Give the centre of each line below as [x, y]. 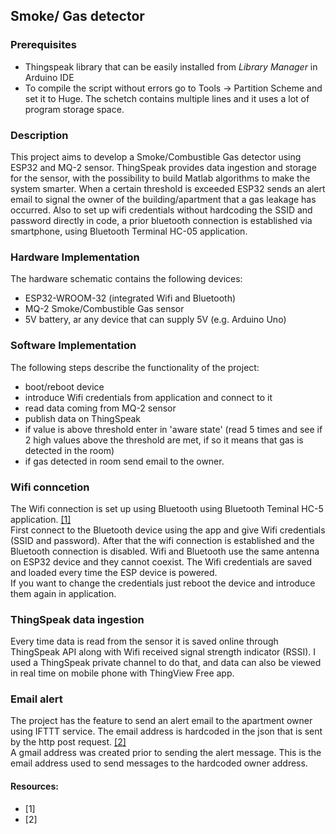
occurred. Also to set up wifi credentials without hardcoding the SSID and [161, 210]
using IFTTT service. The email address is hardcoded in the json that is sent [166, 731]
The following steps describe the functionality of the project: [135, 367]
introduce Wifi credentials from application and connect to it [148, 397]
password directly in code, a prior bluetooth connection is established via [161, 220]
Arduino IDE [49, 77]
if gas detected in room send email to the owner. [124, 461]
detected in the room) [69, 450]
